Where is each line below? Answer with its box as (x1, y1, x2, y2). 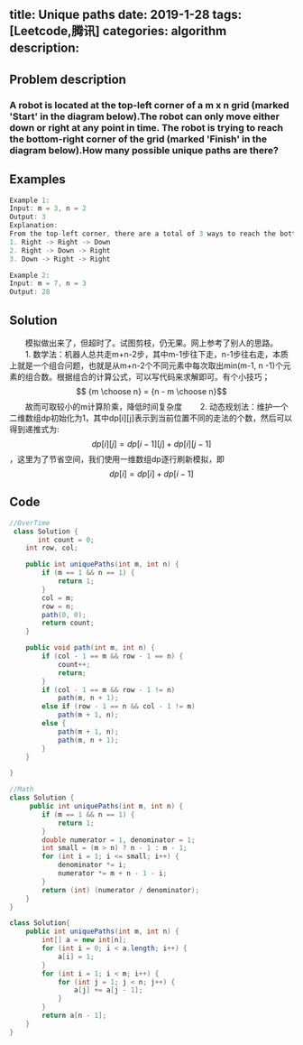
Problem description (9, 71, 126, 87)
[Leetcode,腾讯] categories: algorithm (9, 23, 227, 39)
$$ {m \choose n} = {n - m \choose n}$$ (76, 385, 227, 396)
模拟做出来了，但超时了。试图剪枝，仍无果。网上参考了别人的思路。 (24, 338, 278, 348)
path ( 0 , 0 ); (41, 610, 87, 619)
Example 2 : (9, 271, 50, 280)
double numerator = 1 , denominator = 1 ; (41, 835, 196, 845)
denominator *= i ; (57, 861, 127, 870)
